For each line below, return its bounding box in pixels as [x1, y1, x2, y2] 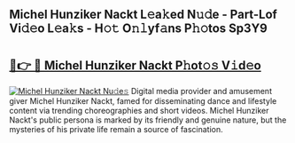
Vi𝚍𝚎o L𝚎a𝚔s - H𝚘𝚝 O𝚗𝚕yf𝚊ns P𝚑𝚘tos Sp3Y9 [9, 21, 268, 36]
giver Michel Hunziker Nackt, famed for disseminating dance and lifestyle [9, 96, 277, 106]
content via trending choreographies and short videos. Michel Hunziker [9, 106, 269, 115]
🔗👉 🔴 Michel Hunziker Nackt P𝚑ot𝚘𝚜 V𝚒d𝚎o [9, 58, 261, 73]
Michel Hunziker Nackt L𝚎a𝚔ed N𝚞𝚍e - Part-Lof [9, 7, 277, 22]
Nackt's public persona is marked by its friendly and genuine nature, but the [9, 115, 287, 125]
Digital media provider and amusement [130, 86, 273, 96]
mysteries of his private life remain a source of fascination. [9, 124, 223, 134]
